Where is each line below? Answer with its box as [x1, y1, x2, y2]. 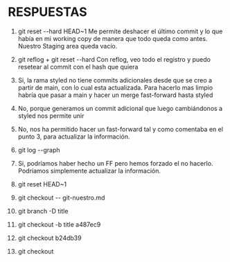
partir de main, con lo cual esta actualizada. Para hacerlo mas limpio [17, 83, 213, 91]
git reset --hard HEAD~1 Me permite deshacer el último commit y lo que [17, 27, 223, 35]
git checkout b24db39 [17, 234, 82, 242]
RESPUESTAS [8, 4, 87, 20]
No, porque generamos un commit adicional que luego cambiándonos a [17, 104, 223, 112]
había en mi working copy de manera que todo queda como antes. [17, 34, 208, 42]
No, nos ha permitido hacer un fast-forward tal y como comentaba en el [17, 125, 224, 133]
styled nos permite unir [17, 112, 85, 120]
